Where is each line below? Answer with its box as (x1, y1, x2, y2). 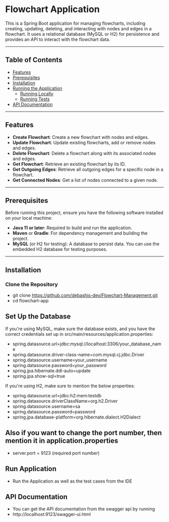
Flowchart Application (5, 4, 100, 15)
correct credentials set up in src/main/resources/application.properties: (5, 331, 153, 337)
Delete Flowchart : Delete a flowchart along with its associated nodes (12, 150, 156, 156)
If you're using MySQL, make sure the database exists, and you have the (5, 326, 155, 332)
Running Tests (20, 96, 50, 102)
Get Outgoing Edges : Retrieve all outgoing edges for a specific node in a (12, 166, 163, 172)
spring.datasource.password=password (12, 408, 96, 414)
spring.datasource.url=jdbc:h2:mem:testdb (12, 392, 102, 398)
